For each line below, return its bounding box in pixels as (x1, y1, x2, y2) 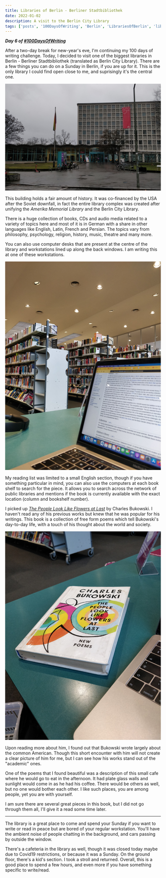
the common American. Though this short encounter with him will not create (5, 750, 161, 756)
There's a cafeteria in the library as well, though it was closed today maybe (5, 846, 158, 852)
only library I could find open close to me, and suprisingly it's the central (5, 68, 152, 74)
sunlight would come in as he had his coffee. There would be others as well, (5, 781, 160, 787)
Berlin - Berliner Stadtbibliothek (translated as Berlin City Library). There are (5, 58, 160, 64)
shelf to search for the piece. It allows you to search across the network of (5, 485, 157, 491)
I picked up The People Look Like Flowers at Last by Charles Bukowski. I (5, 506, 153, 512)
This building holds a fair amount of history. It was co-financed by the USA (5, 196, 157, 202)
